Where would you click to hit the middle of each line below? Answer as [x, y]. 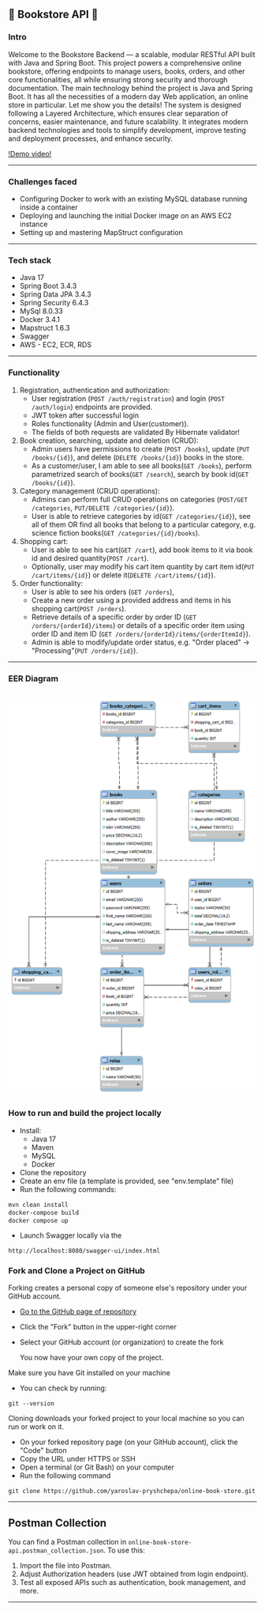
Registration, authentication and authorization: [95, 390]
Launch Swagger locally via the [71, 1235]
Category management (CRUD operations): [90, 490]
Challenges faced [43, 181]
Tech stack [30, 260]
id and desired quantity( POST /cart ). [90, 558]
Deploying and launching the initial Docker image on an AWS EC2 [126, 215]
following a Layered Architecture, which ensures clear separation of [118, 113]
